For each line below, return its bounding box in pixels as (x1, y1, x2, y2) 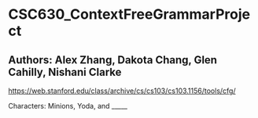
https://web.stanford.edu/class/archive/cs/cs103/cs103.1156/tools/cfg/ (8, 86, 236, 95)
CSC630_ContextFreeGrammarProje (8, 5, 250, 23)
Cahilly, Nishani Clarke (8, 65, 122, 79)
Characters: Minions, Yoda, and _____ (8, 102, 128, 110)
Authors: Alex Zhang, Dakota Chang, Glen (8, 53, 218, 66)
